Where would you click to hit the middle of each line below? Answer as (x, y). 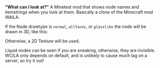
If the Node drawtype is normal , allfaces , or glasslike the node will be (76, 27)
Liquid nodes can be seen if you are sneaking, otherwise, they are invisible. (80, 50)
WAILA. (13, 17)
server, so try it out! (24, 61)
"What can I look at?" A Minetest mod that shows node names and (72, 7)
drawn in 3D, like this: (26, 32)
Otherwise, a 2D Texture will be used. (42, 41)
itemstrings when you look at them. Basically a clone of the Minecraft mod (79, 12)
